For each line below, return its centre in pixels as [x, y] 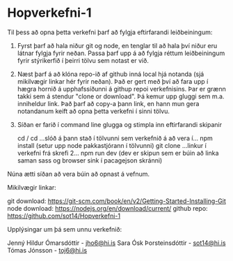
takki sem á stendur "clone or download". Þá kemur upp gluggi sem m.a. [121, 96]
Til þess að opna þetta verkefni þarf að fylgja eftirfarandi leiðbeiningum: [110, 32]
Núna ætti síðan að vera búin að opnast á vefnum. [79, 174]
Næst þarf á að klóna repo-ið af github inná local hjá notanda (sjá [111, 74]
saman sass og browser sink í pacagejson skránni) [90, 160]
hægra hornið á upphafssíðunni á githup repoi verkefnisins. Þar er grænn [121, 89]
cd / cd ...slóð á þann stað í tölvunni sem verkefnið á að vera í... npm [115, 138]
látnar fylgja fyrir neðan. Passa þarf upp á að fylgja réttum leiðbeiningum [121, 53]
